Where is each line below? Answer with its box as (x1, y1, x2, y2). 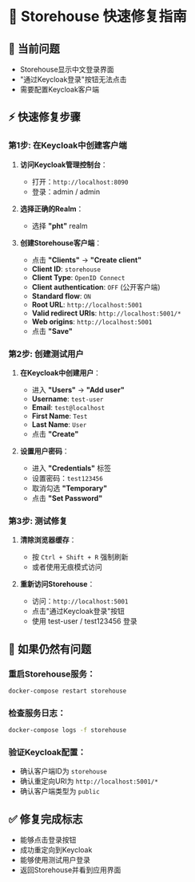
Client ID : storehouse (31, 264, 101, 274)
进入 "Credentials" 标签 (31, 463, 112, 473)
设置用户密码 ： (19, 446, 70, 456)
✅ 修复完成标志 (8, 812, 83, 826)
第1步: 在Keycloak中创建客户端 (8, 140, 127, 151)
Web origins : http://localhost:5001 (31, 316, 153, 326)
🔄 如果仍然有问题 (8, 642, 92, 656)
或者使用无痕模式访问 (31, 563, 102, 572)
